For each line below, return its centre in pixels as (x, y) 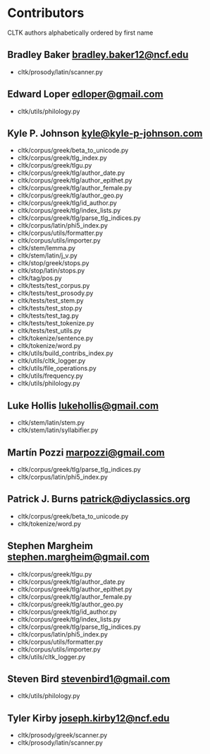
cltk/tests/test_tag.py (48, 315)
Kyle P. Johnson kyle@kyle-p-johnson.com (105, 133)
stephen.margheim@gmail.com (79, 557)
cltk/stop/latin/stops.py (51, 271)
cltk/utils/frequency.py (50, 376)
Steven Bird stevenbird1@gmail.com (89, 679)
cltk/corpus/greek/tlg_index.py (62, 158)
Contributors (46, 13)
